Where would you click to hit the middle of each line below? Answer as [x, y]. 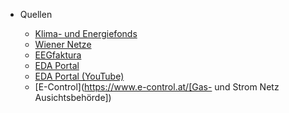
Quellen [36, 14]
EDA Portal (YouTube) [79, 76]
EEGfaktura [58, 55]
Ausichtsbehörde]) [73, 97]
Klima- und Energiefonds [86, 33]
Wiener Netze [63, 44]
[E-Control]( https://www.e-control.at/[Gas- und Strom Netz [157, 87]
